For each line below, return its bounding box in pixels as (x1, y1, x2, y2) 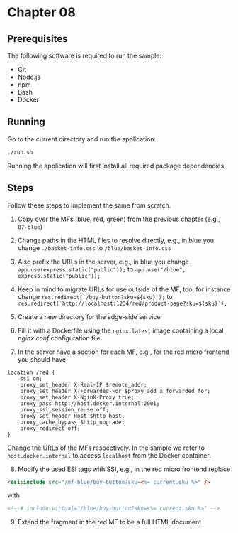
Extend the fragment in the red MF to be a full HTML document (17, 518, 202, 527)
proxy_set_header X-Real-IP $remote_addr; (20, 381, 147, 388)
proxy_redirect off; (20, 424, 81, 432)
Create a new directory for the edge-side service (17, 312, 161, 321)
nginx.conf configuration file (17, 333, 101, 342)
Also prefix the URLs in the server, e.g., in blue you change (17, 257, 189, 266)
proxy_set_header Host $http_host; (20, 412, 125, 419)
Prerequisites (7, 33, 68, 45)
